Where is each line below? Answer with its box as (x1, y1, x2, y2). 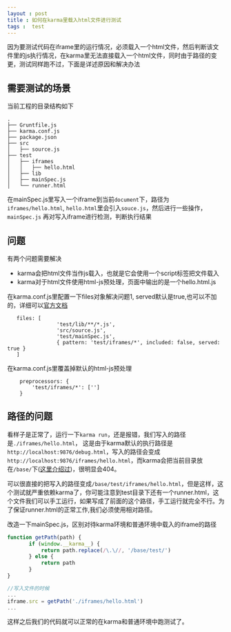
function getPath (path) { (7, 534, 81, 541)
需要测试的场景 (7, 82, 71, 94)
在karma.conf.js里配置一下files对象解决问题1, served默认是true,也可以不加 (7, 292, 217, 301)
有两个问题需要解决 (7, 254, 62, 263)
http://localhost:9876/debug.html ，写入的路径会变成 (7, 447, 161, 456)
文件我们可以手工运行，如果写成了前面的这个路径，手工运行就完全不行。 (12, 496, 219, 505)
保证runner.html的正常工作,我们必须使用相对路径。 (12, 505, 157, 514)
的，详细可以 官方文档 (7, 301, 68, 309)
